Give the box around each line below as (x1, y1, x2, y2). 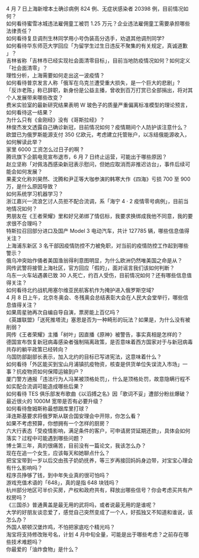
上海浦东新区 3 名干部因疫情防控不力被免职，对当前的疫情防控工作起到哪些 (6, 242, 189, 249)
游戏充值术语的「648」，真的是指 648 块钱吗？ (6, 479, 120, 486)
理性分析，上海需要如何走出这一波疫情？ (6, 72, 105, 79)
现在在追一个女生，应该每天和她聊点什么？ (6, 450, 110, 456)
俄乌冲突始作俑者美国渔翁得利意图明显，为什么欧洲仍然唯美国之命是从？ (6, 257, 182, 264)
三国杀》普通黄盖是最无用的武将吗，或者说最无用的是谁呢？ (11, 501, 157, 508)
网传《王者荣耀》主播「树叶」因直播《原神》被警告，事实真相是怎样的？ (6, 331, 182, 338)
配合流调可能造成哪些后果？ (16, 383, 84, 390)
